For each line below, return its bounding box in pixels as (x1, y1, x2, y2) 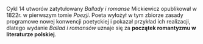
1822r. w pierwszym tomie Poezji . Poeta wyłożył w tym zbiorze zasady (6, 11, 184, 19)
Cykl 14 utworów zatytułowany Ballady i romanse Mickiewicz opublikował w (6, 5, 197, 12)
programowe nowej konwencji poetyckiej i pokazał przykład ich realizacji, (6, 18, 191, 25)
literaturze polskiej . (6, 31, 57, 38)
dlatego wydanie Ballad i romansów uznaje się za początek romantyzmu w (6, 24, 196, 31)
